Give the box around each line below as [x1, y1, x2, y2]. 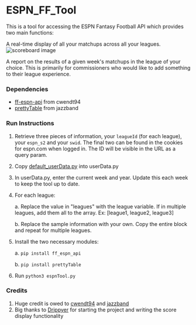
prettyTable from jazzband [14, 105, 79, 112]
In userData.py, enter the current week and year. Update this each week [14, 174, 188, 181]
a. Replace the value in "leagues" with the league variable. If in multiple [14, 203, 186, 210]
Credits [6, 286, 27, 295]
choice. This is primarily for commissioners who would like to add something [6, 64, 191, 71]
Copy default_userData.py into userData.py [14, 162, 119, 170]
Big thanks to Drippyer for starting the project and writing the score [14, 306, 177, 313]
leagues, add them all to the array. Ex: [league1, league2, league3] [14, 209, 174, 216]
